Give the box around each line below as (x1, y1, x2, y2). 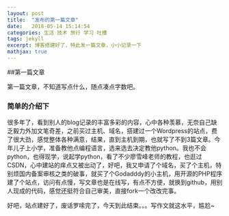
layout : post (7, 10, 44, 17)
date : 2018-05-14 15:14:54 (7, 23, 90, 29)
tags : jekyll (7, 36, 44, 43)
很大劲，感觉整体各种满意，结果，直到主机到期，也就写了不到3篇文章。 (12, 135, 215, 144)
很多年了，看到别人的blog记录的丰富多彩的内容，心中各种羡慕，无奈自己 (7, 118, 211, 127)
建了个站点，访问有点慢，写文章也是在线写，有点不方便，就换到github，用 (7, 178, 217, 187)
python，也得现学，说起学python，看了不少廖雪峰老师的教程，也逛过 (7, 152, 202, 161)
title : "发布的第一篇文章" (7, 16, 79, 23)
